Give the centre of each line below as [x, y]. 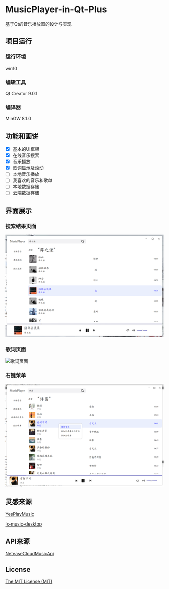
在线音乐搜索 [26, 155]
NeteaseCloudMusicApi [30, 554]
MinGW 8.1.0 [18, 119]
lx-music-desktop [24, 524]
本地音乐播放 [26, 174]
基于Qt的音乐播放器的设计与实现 [38, 24]
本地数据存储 [26, 187]
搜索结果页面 [21, 226]
